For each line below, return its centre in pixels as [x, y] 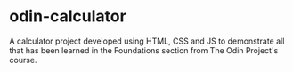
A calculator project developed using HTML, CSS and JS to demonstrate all [147, 41]
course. [23, 60]
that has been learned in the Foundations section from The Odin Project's [144, 50]
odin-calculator [68, 16]
